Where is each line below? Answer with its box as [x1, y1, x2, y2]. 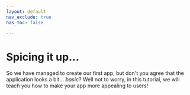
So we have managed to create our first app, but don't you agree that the [6, 70, 185, 77]
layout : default [6, 8, 46, 15]
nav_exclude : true [6, 14, 51, 20]
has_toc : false [6, 19, 44, 25]
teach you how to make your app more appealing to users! [6, 82, 149, 89]
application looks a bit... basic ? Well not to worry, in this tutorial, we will [6, 76, 180, 83]
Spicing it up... [6, 50, 79, 64]
